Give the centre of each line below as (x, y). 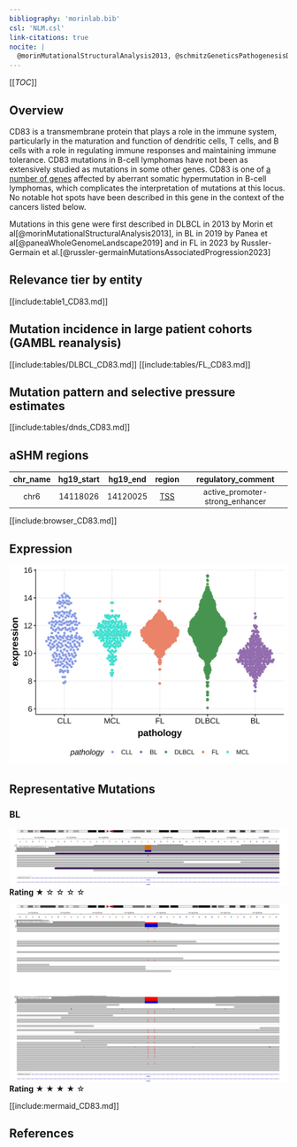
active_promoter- (235, 492)
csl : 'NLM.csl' (37, 28)
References (42, 1133)
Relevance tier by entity (76, 280)
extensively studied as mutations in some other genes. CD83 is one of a (140, 169)
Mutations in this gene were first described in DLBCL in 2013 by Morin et (141, 224)
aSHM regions (49, 455)
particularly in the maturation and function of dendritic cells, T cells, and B (144, 141)
